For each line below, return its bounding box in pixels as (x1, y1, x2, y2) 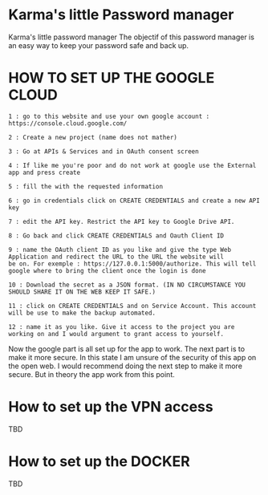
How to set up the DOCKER (8, 452, 190, 470)
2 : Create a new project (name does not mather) (8, 133, 178, 141)
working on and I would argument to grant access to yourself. (8, 330, 225, 338)
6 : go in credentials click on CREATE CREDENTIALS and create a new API (8, 197, 261, 205)
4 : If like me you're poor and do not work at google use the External (8, 161, 257, 169)
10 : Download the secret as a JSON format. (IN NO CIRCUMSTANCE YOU (8, 281, 246, 289)
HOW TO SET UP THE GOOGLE (8, 69, 215, 87)
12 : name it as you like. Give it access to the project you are (8, 323, 235, 331)
